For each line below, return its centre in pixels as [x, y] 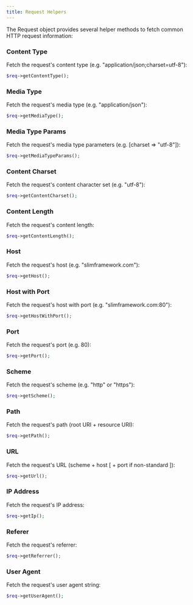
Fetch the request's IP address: [45, 505]
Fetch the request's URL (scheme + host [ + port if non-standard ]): [91, 465]
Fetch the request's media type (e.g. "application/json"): [77, 105]
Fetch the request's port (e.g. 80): [49, 345]
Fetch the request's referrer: [42, 545]
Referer [18, 531]
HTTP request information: [40, 36]
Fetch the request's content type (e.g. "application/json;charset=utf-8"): [97, 65]
